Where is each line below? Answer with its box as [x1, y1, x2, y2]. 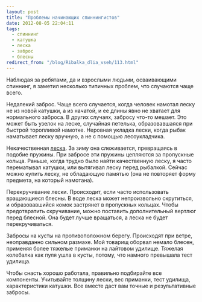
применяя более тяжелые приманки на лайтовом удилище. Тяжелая [6, 245, 184, 252]
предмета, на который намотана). [6, 176, 94, 184]
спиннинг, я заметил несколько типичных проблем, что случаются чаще [6, 82, 194, 89]
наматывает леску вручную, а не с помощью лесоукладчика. [6, 132, 165, 140]
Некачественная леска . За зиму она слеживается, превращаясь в [6, 144, 178, 152]
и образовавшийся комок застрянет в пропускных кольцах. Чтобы [6, 201, 179, 208]
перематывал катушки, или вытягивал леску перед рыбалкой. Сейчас [6, 164, 188, 171]
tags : [6, 25, 20, 32]
